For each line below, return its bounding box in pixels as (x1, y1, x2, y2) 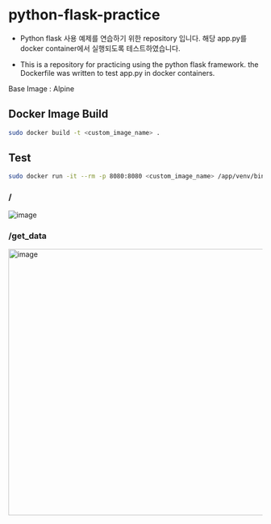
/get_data (8, 230, 47, 241)
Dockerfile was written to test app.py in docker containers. (19, 68, 215, 78)
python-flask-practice (8, 6, 161, 24)
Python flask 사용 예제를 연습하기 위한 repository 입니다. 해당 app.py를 (19, 33, 248, 43)
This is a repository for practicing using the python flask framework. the (19, 59, 259, 69)
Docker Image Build (8, 107, 109, 121)
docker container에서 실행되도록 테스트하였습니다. (19, 43, 181, 53)
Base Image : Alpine (8, 83, 75, 94)
